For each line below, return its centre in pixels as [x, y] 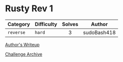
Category [19, 24]
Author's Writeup [22, 44]
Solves [70, 24]
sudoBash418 [99, 32]
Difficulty [46, 24]
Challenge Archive [24, 54]
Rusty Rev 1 [29, 9]
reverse [16, 32]
